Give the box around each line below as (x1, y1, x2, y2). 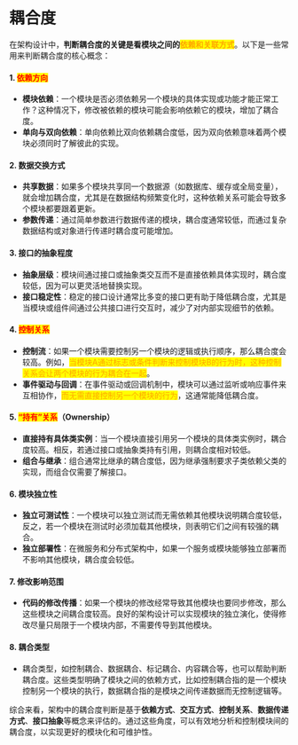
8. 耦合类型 (9, 641, 51, 652)
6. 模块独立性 (9, 489, 58, 499)
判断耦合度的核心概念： (24, 50, 111, 60)
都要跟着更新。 (45, 203, 100, 214)
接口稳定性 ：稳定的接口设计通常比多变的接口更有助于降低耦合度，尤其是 (21, 291, 286, 302)
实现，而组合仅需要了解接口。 (21, 467, 131, 477)
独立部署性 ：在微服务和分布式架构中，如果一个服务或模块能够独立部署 (21, 543, 279, 554)
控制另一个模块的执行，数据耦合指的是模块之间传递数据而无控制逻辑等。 (21, 685, 286, 696)
